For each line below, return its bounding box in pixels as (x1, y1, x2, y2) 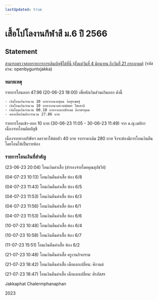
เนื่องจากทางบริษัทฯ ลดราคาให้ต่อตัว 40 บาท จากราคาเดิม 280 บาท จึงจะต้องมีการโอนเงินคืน (5, 135, 153, 141)
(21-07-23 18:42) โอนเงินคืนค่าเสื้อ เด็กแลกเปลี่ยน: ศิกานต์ (5, 262, 104, 267)
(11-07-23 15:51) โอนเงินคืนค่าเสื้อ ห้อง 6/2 (5, 242, 80, 248)
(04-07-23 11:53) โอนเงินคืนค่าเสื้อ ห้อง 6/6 (5, 213, 82, 219)
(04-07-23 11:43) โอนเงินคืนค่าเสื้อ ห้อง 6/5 (5, 184, 82, 190)
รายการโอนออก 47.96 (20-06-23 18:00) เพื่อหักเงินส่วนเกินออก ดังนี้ (5, 89, 123, 95)
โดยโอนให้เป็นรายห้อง (5, 141, 40, 147)
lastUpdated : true (5, 7, 42, 12)
